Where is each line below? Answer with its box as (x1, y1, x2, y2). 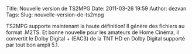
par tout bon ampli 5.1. (6, 41, 60, 48)
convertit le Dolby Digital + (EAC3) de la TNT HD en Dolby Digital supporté (6, 35, 186, 42)
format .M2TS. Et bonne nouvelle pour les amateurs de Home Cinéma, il (6, 29, 180, 36)
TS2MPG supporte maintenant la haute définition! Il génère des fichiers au (6, 23, 185, 29)
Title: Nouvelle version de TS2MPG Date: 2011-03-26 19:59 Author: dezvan (6, 5, 187, 12)
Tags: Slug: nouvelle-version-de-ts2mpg (6, 11, 104, 18)
